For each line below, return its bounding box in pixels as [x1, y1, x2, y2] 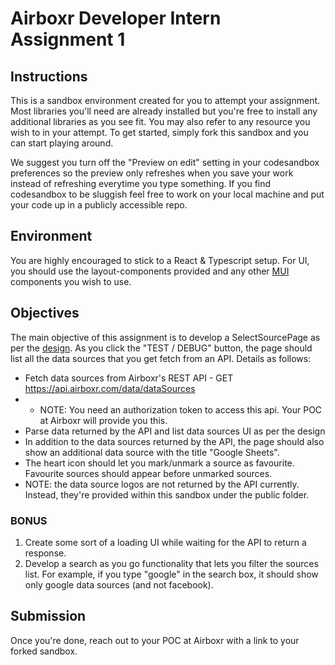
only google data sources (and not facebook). [24, 578, 214, 591]
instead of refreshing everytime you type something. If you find [10, 178, 272, 189]
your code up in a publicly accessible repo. [10, 199, 188, 211]
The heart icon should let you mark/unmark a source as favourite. [24, 457, 295, 469]
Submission [10, 608, 87, 625]
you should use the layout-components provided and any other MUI [10, 265, 290, 277]
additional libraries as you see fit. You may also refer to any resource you [10, 116, 311, 127]
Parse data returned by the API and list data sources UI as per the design [24, 425, 326, 437]
